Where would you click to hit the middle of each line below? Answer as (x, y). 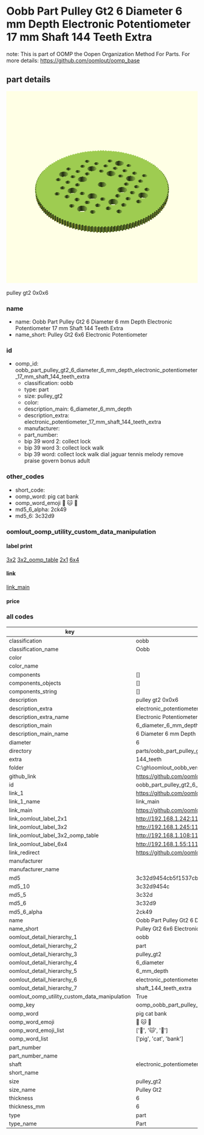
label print (19, 546)
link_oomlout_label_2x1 (38, 818)
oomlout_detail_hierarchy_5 (43, 971)
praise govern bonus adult (57, 461)
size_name (22, 1089)
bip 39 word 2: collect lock (57, 441)
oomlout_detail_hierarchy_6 (43, 980)
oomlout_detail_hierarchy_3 (43, 954)
